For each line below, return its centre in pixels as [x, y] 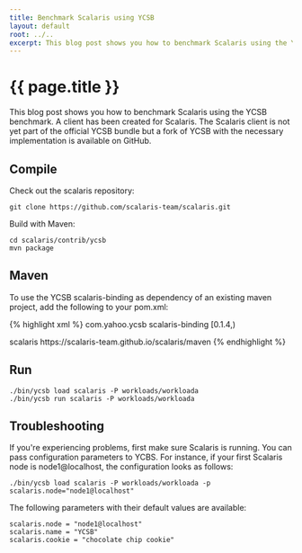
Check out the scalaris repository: [72, 191]
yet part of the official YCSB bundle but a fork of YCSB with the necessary [147, 131]
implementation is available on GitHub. [80, 141]
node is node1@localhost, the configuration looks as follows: [121, 467]
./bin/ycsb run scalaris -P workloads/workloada [102, 398]
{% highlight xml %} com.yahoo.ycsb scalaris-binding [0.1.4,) [123, 324]
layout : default [40, 26]
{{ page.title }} [65, 87]
